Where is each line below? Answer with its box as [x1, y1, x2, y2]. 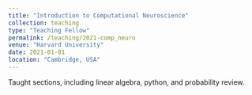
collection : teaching [8, 19, 80, 27]
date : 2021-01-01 [8, 48, 66, 56]
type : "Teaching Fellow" [8, 26, 90, 34]
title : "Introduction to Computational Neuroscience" [8, 11, 190, 20]
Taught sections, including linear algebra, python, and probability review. [8, 77, 245, 87]
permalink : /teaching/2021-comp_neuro [8, 33, 136, 42]
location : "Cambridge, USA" [8, 56, 101, 64]
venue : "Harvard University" [8, 41, 104, 49]
